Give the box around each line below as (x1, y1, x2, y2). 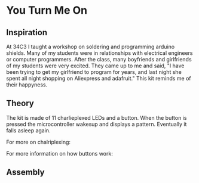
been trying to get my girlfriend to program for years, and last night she (6, 69, 182, 75)
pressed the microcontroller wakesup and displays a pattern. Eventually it (6, 120, 187, 128)
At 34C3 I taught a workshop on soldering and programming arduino (6, 43, 175, 50)
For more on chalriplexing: (6, 138, 71, 145)
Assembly (6, 168, 45, 178)
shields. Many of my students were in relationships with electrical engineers (6, 49, 193, 57)
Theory (6, 98, 35, 108)
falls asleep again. (6, 126, 51, 134)
